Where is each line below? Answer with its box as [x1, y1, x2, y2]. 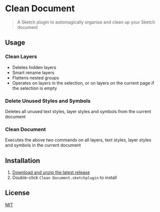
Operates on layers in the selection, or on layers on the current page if [12, 80, 155, 86]
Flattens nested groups [12, 74, 59, 81]
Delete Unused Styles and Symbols [5, 97, 91, 104]
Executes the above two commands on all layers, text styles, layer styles [5, 137, 152, 143]
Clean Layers [5, 53, 37, 60]
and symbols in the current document [5, 142, 81, 148]
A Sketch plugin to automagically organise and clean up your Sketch [17, 19, 156, 25]
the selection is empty [12, 85, 57, 91]
